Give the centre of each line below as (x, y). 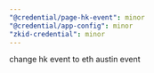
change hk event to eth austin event (75, 60)
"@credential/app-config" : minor (71, 26)
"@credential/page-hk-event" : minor (77, 17)
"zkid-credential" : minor (57, 34)
